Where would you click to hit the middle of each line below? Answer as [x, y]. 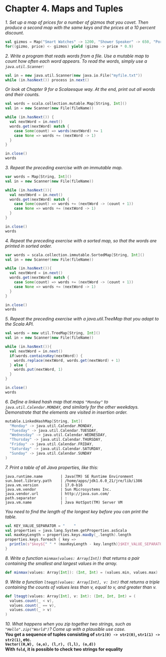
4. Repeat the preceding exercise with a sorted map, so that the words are [81, 240]
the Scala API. [20, 324]
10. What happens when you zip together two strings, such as [68, 624]
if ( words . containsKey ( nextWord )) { [46, 356]
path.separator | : [36, 498]
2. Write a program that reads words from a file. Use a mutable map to [77, 56]
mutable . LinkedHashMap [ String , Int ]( [44, 421]
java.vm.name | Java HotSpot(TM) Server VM [64, 502]
